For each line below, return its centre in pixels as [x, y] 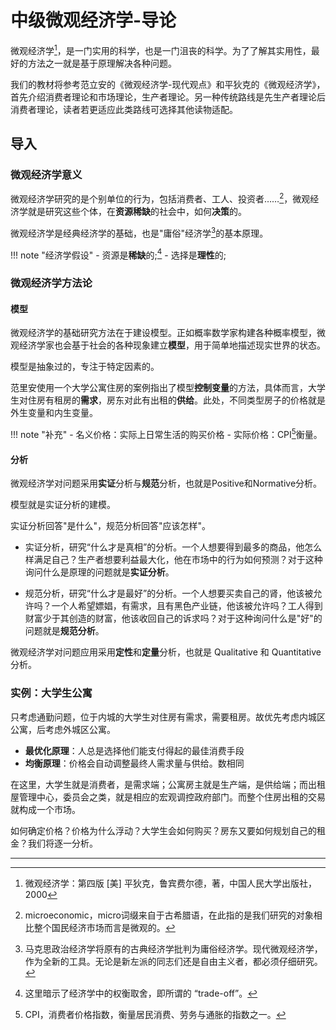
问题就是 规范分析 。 [64, 631]
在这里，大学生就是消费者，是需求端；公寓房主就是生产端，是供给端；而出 [163, 784]
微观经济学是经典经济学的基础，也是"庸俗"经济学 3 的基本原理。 [139, 232]
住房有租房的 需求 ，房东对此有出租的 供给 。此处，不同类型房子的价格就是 [176, 400]
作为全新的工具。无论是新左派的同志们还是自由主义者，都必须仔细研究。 [173, 961]
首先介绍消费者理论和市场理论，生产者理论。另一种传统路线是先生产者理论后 [168, 97]
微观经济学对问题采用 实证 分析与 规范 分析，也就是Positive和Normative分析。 [166, 483]
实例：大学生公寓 [51, 693]
